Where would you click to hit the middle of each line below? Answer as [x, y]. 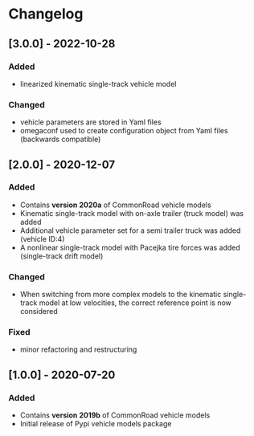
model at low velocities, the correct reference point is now [135, 303]
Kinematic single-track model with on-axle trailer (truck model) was [131, 213]
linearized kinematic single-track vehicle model [98, 84]
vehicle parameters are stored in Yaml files [91, 122]
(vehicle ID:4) [42, 238]
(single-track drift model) [61, 256]
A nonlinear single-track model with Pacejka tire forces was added [130, 247]
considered [39, 312]
